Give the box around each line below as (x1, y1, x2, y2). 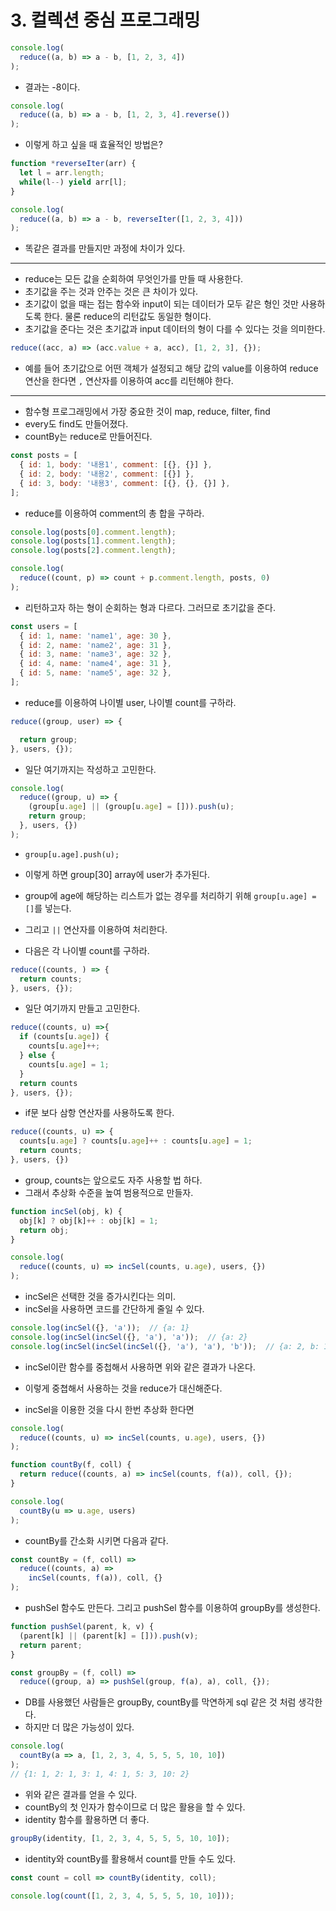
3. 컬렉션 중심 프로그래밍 (10, 9, 201, 32)
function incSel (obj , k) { (10, 1206, 123, 1216)
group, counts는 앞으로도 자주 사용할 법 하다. (24, 1174, 203, 1186)
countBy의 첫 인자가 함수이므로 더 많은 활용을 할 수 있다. (24, 1801, 246, 1813)
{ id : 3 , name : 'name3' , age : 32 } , (19, 649, 172, 660)
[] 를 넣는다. (24, 902, 72, 914)
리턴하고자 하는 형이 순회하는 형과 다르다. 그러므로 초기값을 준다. (24, 601, 277, 613)
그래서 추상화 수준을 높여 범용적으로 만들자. (24, 1186, 194, 1198)
